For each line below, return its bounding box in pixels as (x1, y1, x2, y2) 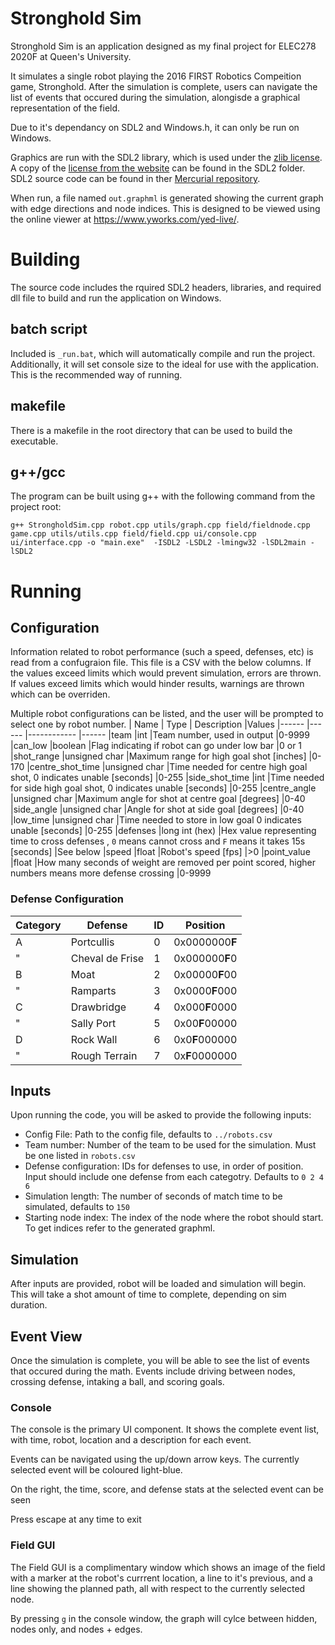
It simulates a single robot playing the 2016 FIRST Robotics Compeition (10, 70, 302, 82)
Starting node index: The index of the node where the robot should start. (24, 1212, 324, 1224)
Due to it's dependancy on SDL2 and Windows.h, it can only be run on (10, 121, 300, 133)
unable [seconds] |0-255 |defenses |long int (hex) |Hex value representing (10, 825, 317, 837)
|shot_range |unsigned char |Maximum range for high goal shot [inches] (10, 750, 307, 762)
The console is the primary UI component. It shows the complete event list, (10, 1423, 320, 1436)
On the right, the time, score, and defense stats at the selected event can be (10, 1483, 325, 1496)
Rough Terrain (70, 1048, 138, 1062)
